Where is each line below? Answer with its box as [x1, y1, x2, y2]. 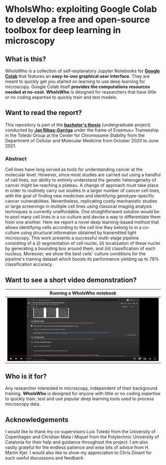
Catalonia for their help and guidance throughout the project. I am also [5, 439, 148, 445]
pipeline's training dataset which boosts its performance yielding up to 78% [5, 256, 159, 262]
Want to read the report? [5, 109, 83, 117]
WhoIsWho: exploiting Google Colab [5, 3, 157, 15]
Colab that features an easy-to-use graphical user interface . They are [5, 73, 150, 79]
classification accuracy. [5, 261, 53, 267]
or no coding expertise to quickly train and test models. [5, 94, 118, 100]
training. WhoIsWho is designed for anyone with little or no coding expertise [5, 391, 161, 397]
